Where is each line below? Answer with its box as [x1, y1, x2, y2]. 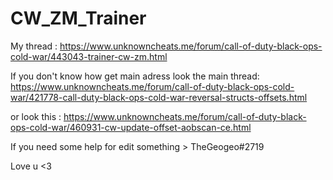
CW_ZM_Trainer [10, 7, 147, 30]
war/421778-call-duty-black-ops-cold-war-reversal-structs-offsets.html [10, 91, 308, 103]
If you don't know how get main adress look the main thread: [10, 70, 260, 82]
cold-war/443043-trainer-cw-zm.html [10, 50, 168, 62]
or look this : [10, 110, 62, 122]
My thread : [10, 40, 58, 52]
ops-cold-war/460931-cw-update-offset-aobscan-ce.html [10, 121, 252, 133]
